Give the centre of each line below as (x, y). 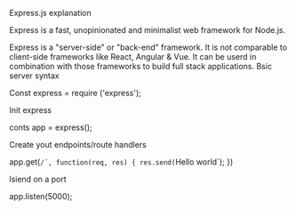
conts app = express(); (51, 127)
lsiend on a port (38, 179)
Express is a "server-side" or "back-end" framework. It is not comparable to (148, 47)
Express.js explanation (50, 13)
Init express (30, 110)
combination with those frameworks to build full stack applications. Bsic (141, 66)
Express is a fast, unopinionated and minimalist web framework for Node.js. (148, 30)
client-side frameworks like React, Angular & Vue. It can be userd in (133, 57)
